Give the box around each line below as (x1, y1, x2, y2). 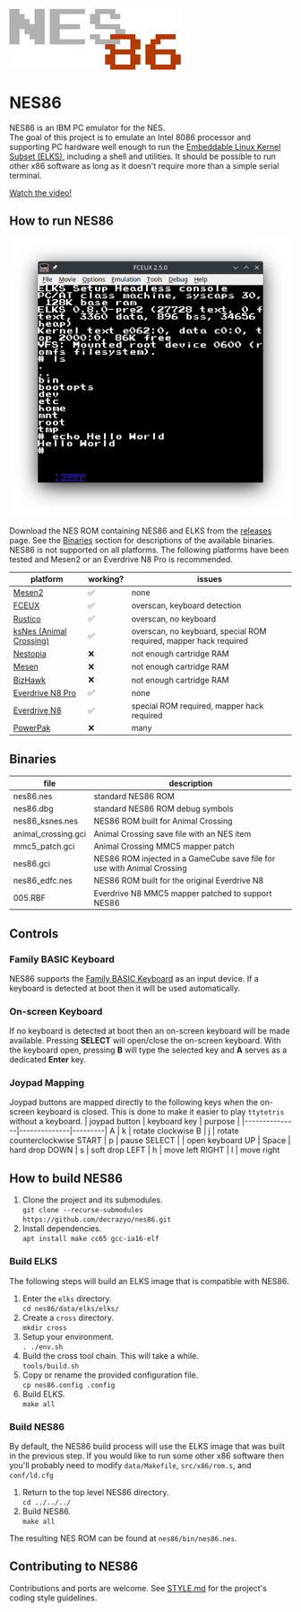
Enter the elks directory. (21, 1293, 112, 1304)
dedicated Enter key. (9, 1054, 87, 1065)
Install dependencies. (21, 1223, 102, 1234)
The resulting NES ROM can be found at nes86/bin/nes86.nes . (9, 1532, 237, 1544)
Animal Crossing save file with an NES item (93, 828, 252, 839)
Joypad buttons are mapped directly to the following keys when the (9, 1097, 258, 1108)
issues (196, 574, 222, 585)
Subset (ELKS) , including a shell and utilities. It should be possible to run (9, 151, 276, 162)
